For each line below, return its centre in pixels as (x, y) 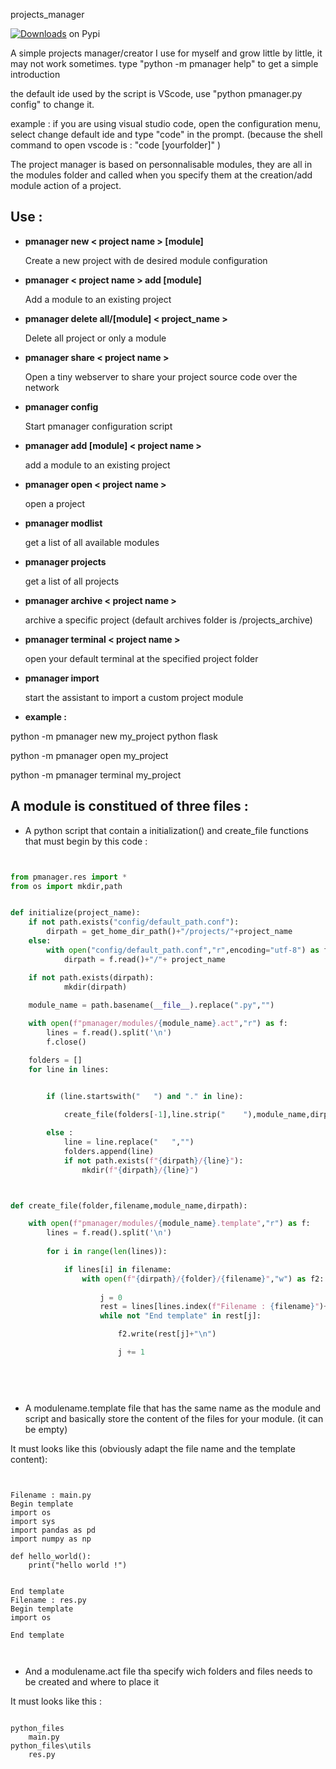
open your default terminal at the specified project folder (141, 658)
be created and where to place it (92, 1681)
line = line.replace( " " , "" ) (129, 1142)
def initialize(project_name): (75, 913)
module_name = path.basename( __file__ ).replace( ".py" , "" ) (151, 1005)
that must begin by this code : (86, 841)
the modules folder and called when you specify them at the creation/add (161, 175)
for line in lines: (69, 1069)
